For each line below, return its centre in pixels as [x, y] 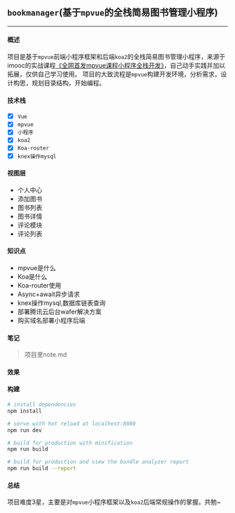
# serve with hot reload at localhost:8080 [72, 423]
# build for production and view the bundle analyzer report [98, 462]
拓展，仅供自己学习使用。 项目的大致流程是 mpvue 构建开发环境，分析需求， [114, 74]
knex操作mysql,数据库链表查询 [62, 303]
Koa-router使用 [39, 285]
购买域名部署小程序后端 [51, 320]
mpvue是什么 [36, 268]
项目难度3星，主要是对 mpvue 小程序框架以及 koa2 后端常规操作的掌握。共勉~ [114, 502]
